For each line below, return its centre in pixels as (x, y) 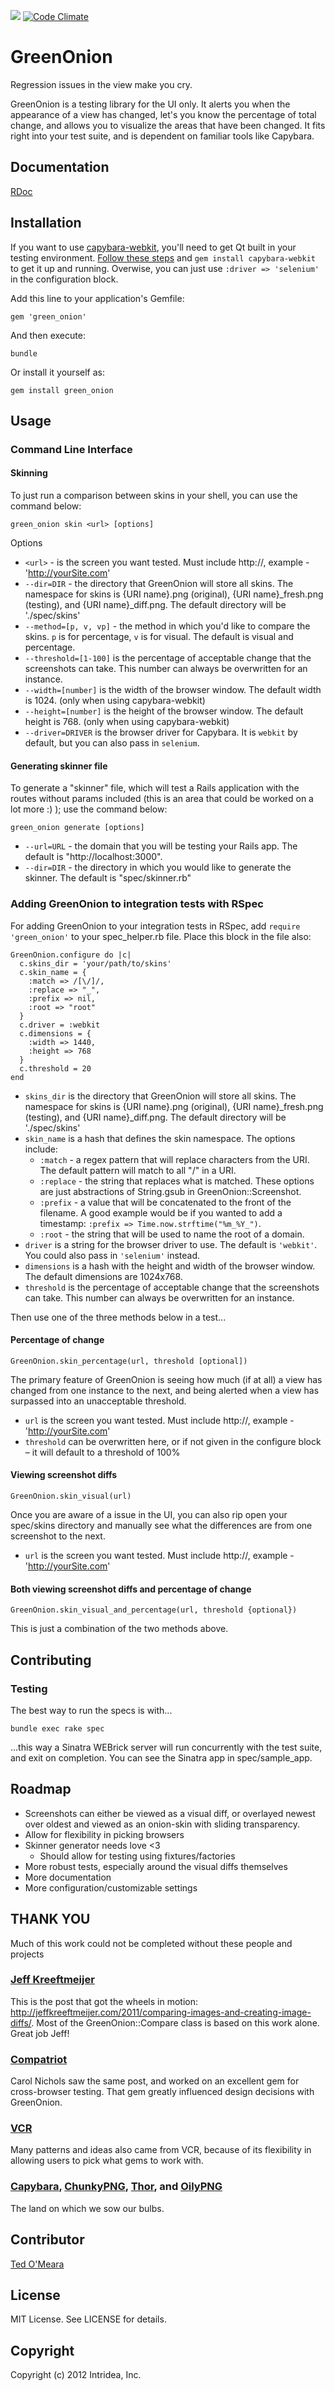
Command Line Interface (71, 449)
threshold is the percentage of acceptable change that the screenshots (172, 1287)
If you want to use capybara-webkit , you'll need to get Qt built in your (153, 247)
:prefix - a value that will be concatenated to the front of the (165, 1202)
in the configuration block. (64, 279)
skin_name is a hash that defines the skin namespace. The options (160, 1138)
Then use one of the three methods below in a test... (118, 1317)
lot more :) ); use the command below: (89, 809)
